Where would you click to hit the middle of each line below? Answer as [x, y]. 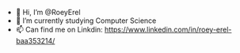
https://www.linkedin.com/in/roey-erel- [168, 29]
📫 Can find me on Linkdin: [59, 29]
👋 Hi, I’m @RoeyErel [48, 12]
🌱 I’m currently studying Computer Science [86, 21]
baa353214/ [35, 41]
